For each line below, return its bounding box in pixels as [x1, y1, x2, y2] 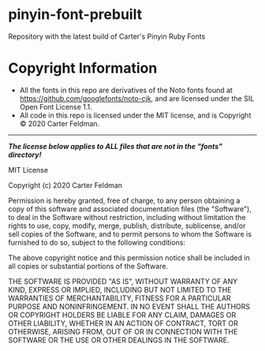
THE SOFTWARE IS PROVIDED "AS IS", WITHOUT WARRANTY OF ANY [8, 276, 238, 286]
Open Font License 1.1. [19, 102, 92, 111]
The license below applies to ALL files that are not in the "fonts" [8, 141, 223, 151]
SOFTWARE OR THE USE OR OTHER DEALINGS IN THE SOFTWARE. [8, 335, 230, 345]
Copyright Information [8, 59, 158, 77]
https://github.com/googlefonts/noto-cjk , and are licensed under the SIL [19, 93, 255, 103]
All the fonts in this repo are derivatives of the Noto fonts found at [19, 85, 233, 95]
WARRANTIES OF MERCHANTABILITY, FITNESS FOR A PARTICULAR [8, 293, 231, 303]
